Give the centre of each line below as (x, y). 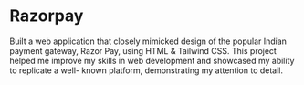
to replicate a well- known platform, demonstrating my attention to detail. (147, 70)
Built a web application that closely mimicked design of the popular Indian (148, 41)
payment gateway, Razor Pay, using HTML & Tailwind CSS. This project (143, 50)
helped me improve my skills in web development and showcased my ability (152, 60)
